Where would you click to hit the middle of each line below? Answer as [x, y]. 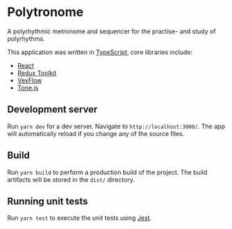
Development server [52, 109]
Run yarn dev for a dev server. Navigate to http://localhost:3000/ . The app [116, 126]
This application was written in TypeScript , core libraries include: [100, 52]
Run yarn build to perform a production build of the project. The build [107, 172]
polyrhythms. [26, 38]
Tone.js [28, 87]
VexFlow [30, 80]
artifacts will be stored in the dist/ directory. [71, 179]
